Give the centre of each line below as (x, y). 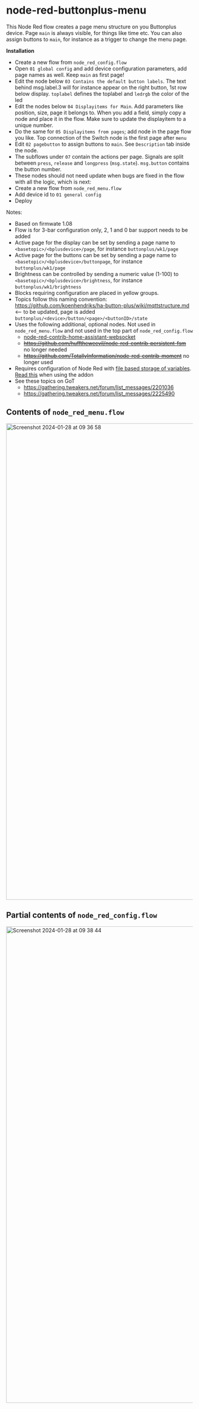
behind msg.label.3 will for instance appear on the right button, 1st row (101, 87)
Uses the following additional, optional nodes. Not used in (85, 324)
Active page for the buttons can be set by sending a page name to (95, 255)
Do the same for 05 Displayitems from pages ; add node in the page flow (103, 131)
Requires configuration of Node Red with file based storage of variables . (103, 368)
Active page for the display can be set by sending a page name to (95, 242)
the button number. (38, 169)
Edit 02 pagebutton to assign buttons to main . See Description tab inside (102, 144)
